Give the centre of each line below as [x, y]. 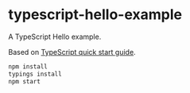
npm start [25, 81]
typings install [35, 74]
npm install [28, 66]
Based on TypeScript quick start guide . [72, 52]
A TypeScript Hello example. [55, 37]
